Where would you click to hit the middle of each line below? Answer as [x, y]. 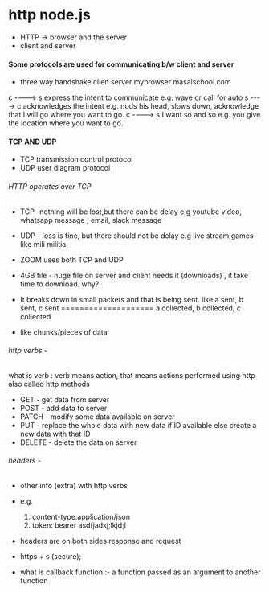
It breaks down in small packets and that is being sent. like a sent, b [132, 299]
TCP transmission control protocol [76, 159]
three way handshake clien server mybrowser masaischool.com [125, 82]
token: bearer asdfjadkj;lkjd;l [79, 525]
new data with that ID [55, 434]
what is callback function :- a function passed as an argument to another [140, 572]
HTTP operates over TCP [50, 186]
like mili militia [43, 244]
